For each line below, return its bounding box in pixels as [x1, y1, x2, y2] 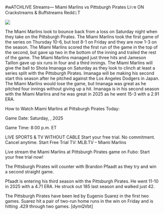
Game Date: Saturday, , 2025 [5, 115, 64, 121]
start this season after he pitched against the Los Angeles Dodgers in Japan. [5, 75, 160, 81]
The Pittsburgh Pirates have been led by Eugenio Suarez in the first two [5, 193, 149, 199]
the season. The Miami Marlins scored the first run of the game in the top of [5, 44, 158, 50]
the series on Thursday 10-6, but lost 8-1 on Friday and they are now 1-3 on [5, 39, 157, 45]
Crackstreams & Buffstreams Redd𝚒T [5, 10, 81, 15]
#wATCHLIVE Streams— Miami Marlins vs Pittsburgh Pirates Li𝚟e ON [5, 4, 144, 10]
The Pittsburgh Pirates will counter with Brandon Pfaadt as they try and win [5, 164, 157, 169]
